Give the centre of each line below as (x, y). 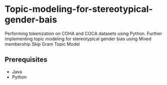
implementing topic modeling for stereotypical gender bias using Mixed (78, 39)
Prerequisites (26, 60)
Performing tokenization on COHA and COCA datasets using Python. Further (83, 33)
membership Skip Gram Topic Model (42, 44)
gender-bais (31, 20)
